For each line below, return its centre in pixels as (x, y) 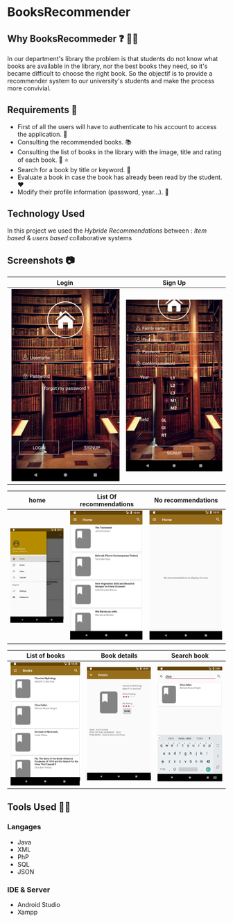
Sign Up (174, 283)
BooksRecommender (69, 12)
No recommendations (186, 500)
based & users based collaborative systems (70, 238)
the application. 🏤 (42, 134)
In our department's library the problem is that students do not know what (113, 59)
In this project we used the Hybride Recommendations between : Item (107, 231)
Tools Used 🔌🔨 (39, 807)
